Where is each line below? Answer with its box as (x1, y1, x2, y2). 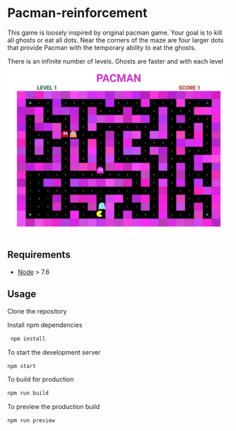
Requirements (7, 249, 71, 261)
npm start (7, 362, 37, 370)
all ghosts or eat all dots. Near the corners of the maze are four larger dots (7, 35, 224, 44)
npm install (10, 335, 46, 342)
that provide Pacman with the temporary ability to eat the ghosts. (7, 43, 196, 52)
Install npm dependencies (7, 320, 83, 329)
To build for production (7, 375, 74, 384)
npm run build (7, 390, 49, 397)
